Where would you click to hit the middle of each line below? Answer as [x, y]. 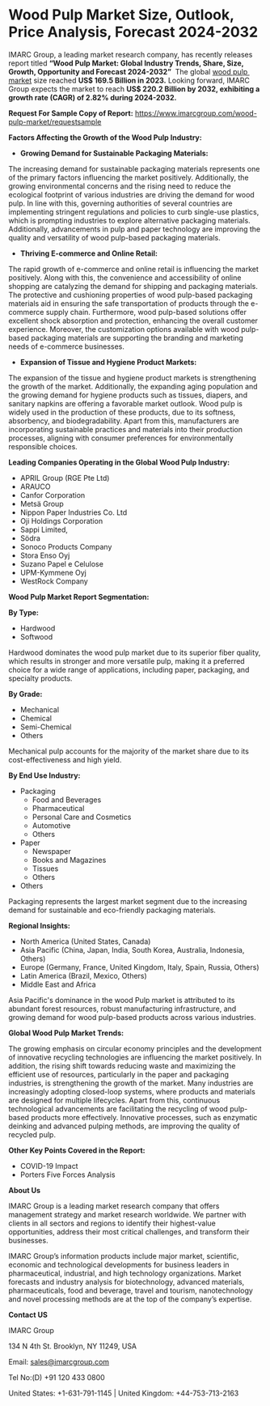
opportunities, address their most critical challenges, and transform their [129, 1231]
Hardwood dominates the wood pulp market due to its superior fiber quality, [135, 652]
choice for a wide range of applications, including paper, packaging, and [129, 669]
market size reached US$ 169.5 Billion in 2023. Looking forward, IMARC [129, 80]
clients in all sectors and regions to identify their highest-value [112, 1223]
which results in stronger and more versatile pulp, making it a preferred [127, 661]
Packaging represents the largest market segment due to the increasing [128, 901]
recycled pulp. [32, 1134]
